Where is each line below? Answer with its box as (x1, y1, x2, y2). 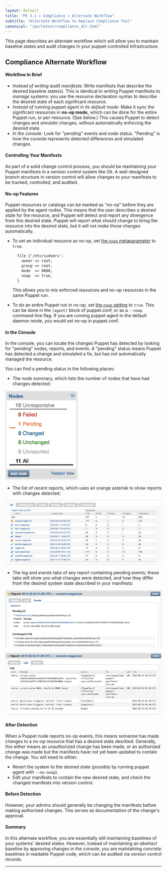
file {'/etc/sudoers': (17, 253, 64, 258)
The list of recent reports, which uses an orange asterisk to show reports (12, 485, 162, 491)
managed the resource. (5, 356, 53, 362)
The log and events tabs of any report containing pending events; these (12, 570, 159, 576)
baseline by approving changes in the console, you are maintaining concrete (5, 846, 162, 852)
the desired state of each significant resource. (12, 99, 107, 105)
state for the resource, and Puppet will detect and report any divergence (5, 212, 153, 219)
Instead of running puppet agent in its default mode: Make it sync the (12, 104, 155, 110)
